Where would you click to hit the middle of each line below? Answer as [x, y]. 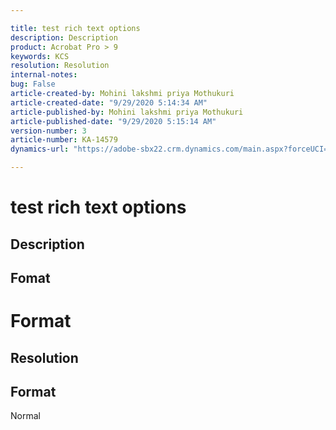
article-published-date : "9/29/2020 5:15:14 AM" [113, 121]
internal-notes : [44, 75]
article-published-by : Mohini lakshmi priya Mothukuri [127, 112]
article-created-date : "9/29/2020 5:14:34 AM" [109, 102]
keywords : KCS [40, 56]
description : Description [64, 37]
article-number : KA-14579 [64, 140]
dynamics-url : [40, 149]
